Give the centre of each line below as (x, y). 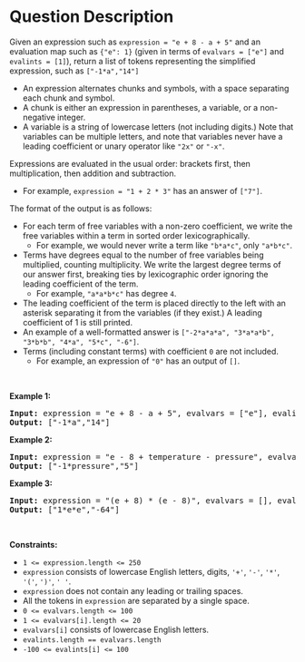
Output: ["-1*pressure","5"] (74, 466)
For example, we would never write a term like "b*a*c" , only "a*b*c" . (164, 245)
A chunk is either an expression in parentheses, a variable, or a (140, 107)
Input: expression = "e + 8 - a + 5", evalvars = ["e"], (139, 413)
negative (39, 117)
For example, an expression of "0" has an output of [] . (138, 361)
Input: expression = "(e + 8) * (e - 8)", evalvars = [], (141, 500)
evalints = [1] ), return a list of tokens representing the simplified (133, 61)
